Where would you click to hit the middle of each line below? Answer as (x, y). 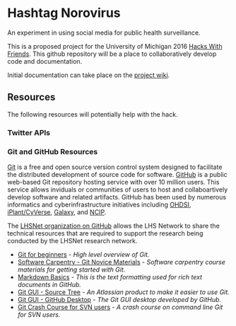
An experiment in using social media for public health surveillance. (104, 33)
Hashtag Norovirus (64, 13)
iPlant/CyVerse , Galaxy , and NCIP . (57, 212)
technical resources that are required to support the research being (105, 233)
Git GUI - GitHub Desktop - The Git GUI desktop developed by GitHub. (119, 299)
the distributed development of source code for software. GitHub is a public (117, 174)
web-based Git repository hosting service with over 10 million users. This (113, 182)
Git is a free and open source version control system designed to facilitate (115, 167)
